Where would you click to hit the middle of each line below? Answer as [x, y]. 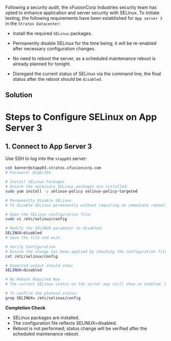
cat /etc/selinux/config [32, 256]
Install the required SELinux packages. [52, 33]
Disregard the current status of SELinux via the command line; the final [87, 74]
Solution [19, 95]
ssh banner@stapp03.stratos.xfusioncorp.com [53, 168]
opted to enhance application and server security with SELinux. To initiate [82, 13]
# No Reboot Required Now [33, 280]
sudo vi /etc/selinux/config [36, 219]
